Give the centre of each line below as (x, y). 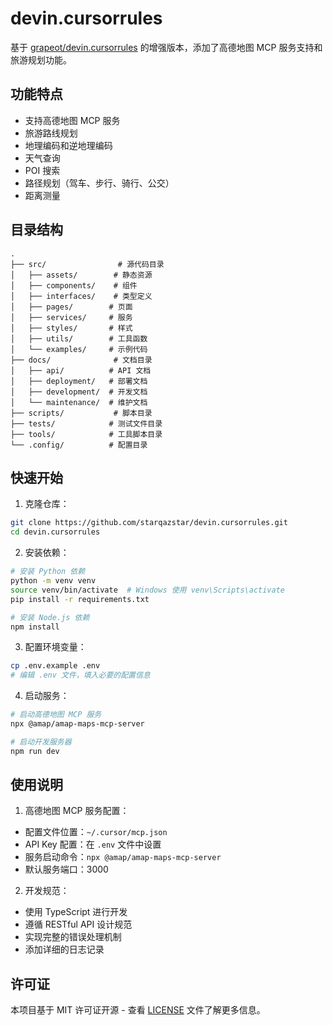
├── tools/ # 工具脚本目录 (86, 434)
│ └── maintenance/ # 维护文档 (79, 402)
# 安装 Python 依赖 (48, 572)
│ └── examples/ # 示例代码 (79, 349)
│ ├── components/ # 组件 (74, 285)
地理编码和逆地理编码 (68, 145)
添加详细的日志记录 (64, 949)
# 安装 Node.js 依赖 (50, 617)
